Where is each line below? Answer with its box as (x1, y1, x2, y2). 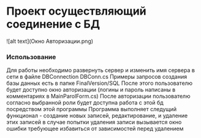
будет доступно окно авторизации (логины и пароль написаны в (6, 86, 176, 93)
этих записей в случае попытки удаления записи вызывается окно (6, 118, 182, 126)
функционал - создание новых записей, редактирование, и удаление (6, 112, 188, 120)
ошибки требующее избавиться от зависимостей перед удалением (6, 125, 184, 133)
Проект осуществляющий (6, 4, 146, 18)
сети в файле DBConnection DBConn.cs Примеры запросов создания (6, 73, 188, 81)
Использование (6, 53, 56, 61)
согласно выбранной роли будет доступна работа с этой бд (6, 99, 164, 106)
